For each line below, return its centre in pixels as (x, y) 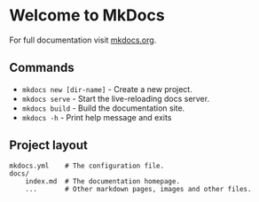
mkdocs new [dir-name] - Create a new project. (107, 89)
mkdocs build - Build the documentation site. (103, 108)
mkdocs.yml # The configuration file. (87, 166)
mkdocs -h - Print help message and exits (97, 117)
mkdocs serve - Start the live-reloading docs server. (116, 98)
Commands (42, 68)
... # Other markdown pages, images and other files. (138, 189)
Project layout (49, 146)
